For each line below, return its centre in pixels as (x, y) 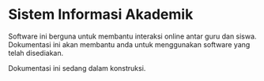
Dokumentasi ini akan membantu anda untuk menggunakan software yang (129, 44)
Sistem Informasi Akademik (101, 15)
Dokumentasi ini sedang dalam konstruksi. (77, 68)
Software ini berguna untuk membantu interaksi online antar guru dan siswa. (132, 36)
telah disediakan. (36, 53)
